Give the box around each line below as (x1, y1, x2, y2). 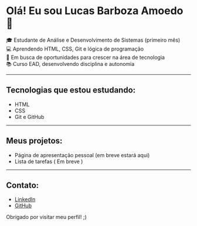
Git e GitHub (14, 113, 45, 120)
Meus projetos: (6, 136, 63, 146)
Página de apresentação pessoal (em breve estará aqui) (14, 151, 150, 158)
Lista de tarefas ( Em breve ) (14, 158, 83, 165)
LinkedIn (14, 196, 36, 203)
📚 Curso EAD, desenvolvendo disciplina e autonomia (6, 60, 135, 67)
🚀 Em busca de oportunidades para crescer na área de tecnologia (6, 54, 165, 61)
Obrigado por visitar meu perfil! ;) (6, 214, 87, 221)
